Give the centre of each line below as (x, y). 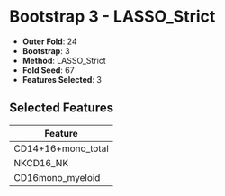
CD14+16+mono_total (62, 148)
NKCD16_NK (41, 163)
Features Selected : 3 (62, 79)
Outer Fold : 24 (50, 41)
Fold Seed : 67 (48, 70)
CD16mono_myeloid (57, 177)
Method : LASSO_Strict (64, 60)
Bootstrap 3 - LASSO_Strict (112, 17)
